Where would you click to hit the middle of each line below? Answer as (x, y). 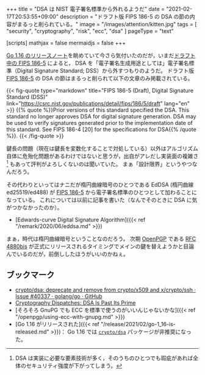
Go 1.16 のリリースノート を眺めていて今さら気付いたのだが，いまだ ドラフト (101, 55)
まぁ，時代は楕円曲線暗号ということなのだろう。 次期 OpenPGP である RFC (101, 238)
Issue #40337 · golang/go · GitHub (59, 296)
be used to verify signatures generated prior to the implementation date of (100, 123)
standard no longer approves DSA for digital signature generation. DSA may (101, 116)
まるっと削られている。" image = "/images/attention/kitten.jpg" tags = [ (107, 24)
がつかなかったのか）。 (34, 207)
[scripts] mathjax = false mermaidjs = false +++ (66, 43)
